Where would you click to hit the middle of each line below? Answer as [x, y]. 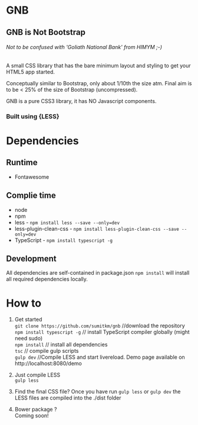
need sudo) [29, 339]
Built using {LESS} [33, 116]
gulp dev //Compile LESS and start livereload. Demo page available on [100, 357]
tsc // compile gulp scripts [47, 351]
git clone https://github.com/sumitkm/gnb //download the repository [100, 326]
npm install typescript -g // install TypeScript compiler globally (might [102, 332]
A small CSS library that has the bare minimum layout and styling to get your [98, 65]
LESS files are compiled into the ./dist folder [68, 398]
